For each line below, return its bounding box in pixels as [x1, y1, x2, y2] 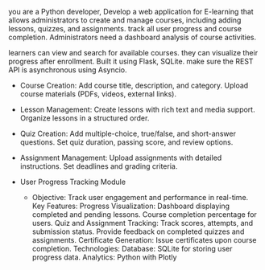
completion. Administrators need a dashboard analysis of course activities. [8, 32, 257, 42]
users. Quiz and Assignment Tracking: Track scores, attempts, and [31, 219, 254, 227]
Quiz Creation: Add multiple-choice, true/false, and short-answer [19, 129, 236, 138]
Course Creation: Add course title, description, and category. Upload [19, 80, 249, 90]
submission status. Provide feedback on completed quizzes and [31, 227, 245, 236]
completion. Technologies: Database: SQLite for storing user [31, 244, 233, 253]
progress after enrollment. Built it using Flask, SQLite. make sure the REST [8, 56, 254, 66]
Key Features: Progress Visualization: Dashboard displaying [31, 201, 230, 211]
